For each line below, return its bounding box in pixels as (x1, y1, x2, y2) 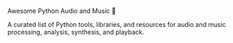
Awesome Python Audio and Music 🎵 (7, 7, 116, 15)
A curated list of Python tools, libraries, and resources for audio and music (7, 20, 227, 28)
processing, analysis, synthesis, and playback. (7, 28, 144, 36)
